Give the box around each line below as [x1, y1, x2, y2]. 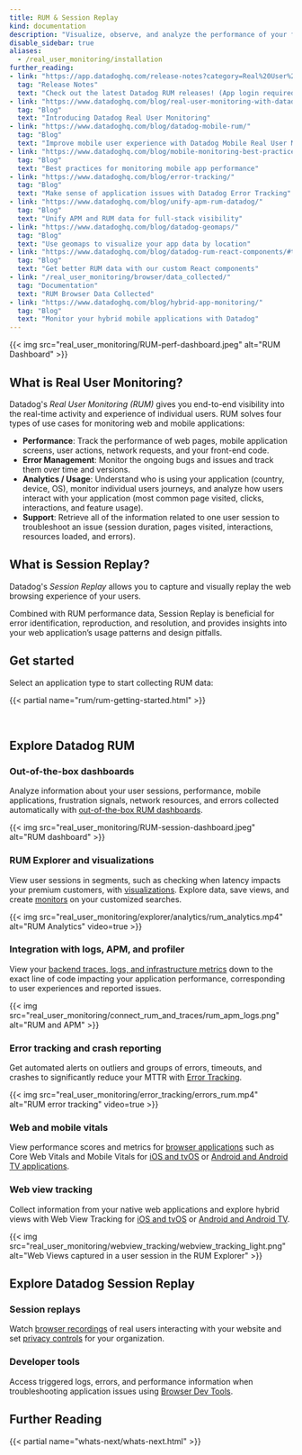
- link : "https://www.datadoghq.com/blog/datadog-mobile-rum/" [9, 122, 252, 131]
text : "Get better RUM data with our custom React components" [17, 265, 259, 274]
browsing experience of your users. [9, 591, 141, 601]
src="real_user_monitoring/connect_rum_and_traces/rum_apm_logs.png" [9, 1009, 280, 1020]
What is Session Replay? [9, 557, 150, 573]
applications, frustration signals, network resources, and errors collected [9, 795, 280, 806]
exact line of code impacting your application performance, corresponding [9, 973, 286, 984]
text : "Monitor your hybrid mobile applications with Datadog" [17, 314, 259, 324]
